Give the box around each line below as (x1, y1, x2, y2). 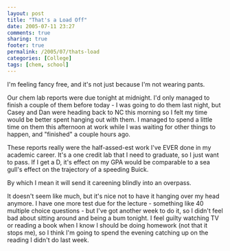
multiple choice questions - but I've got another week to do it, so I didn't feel (7, 206, 223, 215)
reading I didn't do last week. (7, 235, 89, 244)
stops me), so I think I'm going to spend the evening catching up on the (7, 228, 209, 237)
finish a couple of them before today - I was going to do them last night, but (7, 100, 221, 109)
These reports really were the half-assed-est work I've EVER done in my (7, 143, 211, 151)
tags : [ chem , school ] (7, 61, 69, 68)
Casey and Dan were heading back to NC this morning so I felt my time (7, 108, 208, 116)
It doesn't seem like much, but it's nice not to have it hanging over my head (7, 192, 220, 200)
